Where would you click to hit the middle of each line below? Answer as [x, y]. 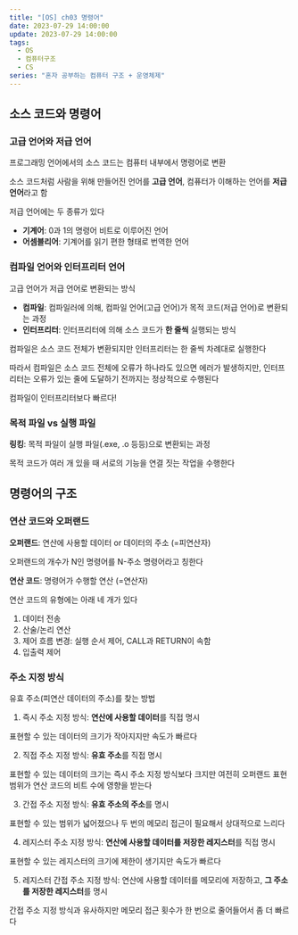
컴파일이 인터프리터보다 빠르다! [63, 397]
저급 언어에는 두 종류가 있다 [57, 211]
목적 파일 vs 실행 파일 [53, 423]
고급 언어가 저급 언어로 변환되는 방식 [72, 288]
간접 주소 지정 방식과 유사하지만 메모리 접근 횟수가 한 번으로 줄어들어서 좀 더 [141, 910]
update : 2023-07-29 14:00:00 [63, 34]
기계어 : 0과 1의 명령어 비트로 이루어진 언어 [95, 231]
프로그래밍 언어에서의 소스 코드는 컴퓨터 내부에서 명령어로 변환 [118, 162]
